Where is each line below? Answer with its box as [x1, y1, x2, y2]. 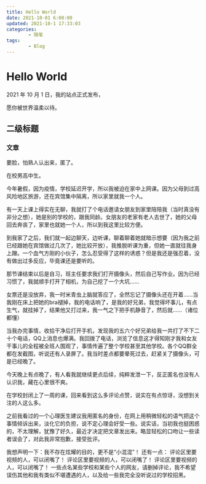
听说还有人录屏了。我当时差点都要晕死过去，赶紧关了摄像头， [38, 349, 194, 357]
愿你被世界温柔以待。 [6, 104, 60, 111]
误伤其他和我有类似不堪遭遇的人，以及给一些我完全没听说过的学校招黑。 [6, 471, 189, 478]
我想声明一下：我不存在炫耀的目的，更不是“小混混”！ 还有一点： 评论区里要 [6, 448, 197, 455]
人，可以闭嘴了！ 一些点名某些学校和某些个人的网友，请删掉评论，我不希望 [6, 463, 196, 470]
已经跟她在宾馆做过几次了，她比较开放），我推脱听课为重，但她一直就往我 [6, 241, 192, 249]
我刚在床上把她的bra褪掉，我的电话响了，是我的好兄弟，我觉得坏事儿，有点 [6, 299, 197, 306]
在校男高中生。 [6, 171, 44, 179]
